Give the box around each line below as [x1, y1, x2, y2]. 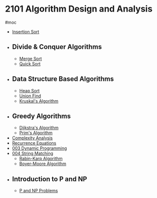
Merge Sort [19, 56, 42, 61]
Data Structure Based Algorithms [12, 75, 114, 83]
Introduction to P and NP [12, 175, 87, 183]
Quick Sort [19, 61, 41, 66]
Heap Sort [19, 88, 40, 93]
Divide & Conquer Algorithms [12, 43, 102, 51]
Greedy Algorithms [12, 112, 71, 120]
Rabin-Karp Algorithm [19, 156, 63, 162]
